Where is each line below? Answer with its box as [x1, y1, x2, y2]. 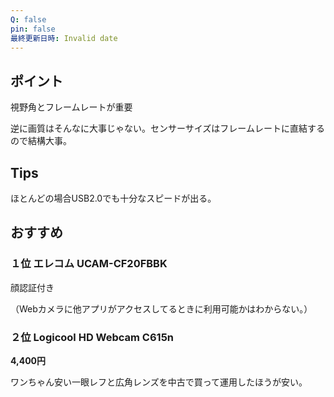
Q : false [10, 14, 47, 25]
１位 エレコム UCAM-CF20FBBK [10, 257, 168, 271]
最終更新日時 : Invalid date [10, 33, 118, 43]
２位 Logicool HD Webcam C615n [10, 330, 175, 344]
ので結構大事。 [10, 135, 72, 147]
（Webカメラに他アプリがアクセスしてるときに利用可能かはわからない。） [10, 302, 313, 315]
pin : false [10, 24, 56, 34]
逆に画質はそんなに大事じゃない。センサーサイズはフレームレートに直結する [10, 122, 325, 135]
